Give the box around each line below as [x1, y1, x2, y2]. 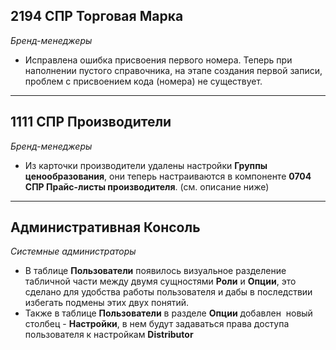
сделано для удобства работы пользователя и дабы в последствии [24, 286, 313, 298]
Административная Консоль [10, 219, 201, 236]
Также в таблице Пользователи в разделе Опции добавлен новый [24, 307, 313, 319]
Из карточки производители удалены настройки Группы [24, 159, 268, 171]
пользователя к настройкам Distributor [24, 329, 194, 341]
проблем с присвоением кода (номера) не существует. [24, 75, 263, 87]
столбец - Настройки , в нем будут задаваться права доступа [24, 318, 290, 330]
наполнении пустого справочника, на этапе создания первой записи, [24, 64, 323, 76]
